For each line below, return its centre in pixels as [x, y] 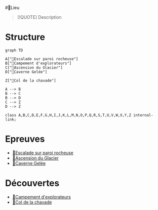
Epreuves [25, 139]
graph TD [14, 50]
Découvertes [32, 183]
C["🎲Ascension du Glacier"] [34, 67]
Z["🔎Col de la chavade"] [31, 81]
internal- [143, 115]
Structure [25, 37]
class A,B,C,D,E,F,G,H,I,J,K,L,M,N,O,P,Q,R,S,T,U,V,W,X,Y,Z [68, 115]
